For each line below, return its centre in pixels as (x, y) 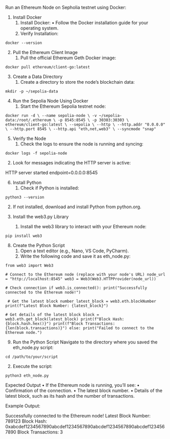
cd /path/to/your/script (32, 357)
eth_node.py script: (33, 347)
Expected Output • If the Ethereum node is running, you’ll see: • (72, 385)
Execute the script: (32, 366)
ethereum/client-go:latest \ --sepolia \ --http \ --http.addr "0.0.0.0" (86, 125)
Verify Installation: (39, 33)
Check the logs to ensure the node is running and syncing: (82, 144)
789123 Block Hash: (26, 421)
